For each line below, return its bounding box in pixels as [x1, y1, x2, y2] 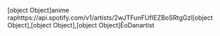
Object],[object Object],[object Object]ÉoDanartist [7, 21, 154, 29]
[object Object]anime [7, 6, 70, 14]
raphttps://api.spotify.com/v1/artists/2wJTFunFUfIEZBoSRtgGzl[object [7, 13, 214, 22]
